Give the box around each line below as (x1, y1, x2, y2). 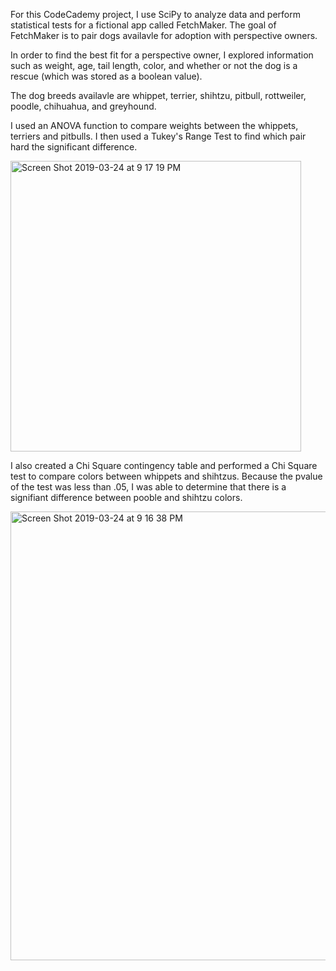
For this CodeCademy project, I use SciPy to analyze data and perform (10, 9, 302, 20)
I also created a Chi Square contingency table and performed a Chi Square (10, 460, 318, 471)
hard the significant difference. (10, 141, 138, 153)
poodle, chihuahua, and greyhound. (10, 100, 157, 112)
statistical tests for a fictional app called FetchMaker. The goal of (10, 19, 277, 31)
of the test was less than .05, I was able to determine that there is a (10, 481, 287, 493)
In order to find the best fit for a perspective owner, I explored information (10, 49, 314, 61)
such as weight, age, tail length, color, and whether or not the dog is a (10, 60, 298, 71)
